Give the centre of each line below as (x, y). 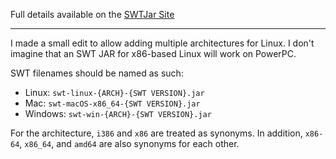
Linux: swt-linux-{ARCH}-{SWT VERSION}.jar (114, 92)
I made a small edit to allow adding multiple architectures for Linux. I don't (162, 43)
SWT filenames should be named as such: (97, 73)
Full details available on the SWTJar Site (92, 14)
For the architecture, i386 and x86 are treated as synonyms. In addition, (156, 133)
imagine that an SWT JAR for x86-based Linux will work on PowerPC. (153, 53)
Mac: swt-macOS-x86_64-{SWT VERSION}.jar (112, 103)
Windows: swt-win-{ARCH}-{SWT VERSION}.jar (118, 113)
